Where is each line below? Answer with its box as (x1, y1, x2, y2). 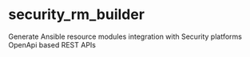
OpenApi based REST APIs (8, 40, 96, 49)
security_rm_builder (8, 6, 145, 24)
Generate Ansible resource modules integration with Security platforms (8, 32, 242, 41)
